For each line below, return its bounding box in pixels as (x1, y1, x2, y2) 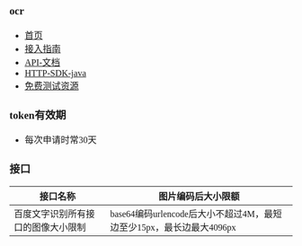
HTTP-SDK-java (24, 67, 87, 78)
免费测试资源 (24, 80, 79, 92)
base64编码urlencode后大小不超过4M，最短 (110, 208, 282, 219)
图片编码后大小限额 (158, 191, 240, 202)
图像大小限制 (31, 222, 87, 233)
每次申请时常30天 (24, 134, 97, 145)
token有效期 (9, 109, 67, 122)
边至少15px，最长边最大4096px (110, 222, 236, 233)
